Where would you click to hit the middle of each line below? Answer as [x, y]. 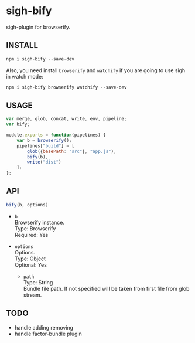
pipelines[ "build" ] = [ [46, 146]
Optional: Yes [30, 264]
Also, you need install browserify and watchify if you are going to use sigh [96, 70]
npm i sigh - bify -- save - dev [40, 59]
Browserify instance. [39, 222]
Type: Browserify [35, 228]
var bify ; [18, 124]
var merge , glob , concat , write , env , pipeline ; [66, 119]
